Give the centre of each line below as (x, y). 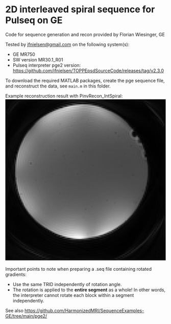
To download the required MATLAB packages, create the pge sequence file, (85, 80)
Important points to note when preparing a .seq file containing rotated (79, 269)
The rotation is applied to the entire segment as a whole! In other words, (89, 290)
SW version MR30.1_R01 (38, 59)
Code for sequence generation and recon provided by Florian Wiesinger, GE (85, 34)
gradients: (16, 274)
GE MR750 (24, 54)
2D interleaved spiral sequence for (80, 9)
